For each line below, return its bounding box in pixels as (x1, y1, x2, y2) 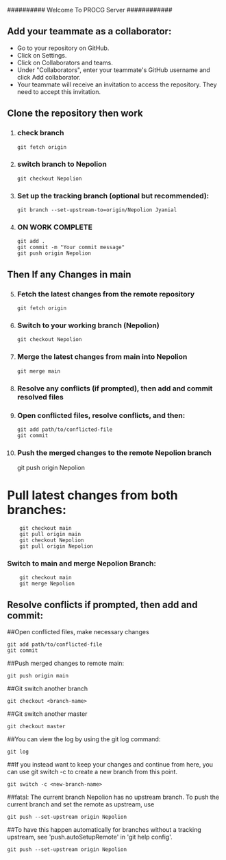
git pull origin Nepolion (19, 543, 94, 550)
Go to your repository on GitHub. (16, 44, 110, 52)
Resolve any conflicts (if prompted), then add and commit (16, 384, 213, 393)
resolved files (16, 392, 64, 402)
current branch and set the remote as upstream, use (7, 800, 155, 809)
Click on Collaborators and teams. (16, 58, 113, 67)
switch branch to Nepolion (16, 159, 108, 169)
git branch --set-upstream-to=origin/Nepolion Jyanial (16, 207, 177, 213)
